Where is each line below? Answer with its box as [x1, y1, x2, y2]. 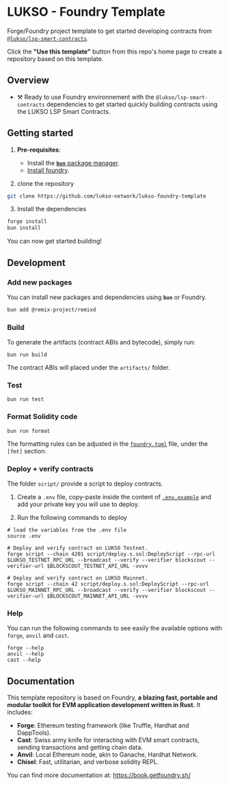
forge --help [7, 645, 44, 652]
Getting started [7, 128, 74, 139]
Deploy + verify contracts [7, 464, 94, 473]
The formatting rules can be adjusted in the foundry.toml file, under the [7, 440, 208, 448]
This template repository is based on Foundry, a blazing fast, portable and [7, 693, 217, 702]
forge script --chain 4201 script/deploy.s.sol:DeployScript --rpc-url [7, 550, 215, 558]
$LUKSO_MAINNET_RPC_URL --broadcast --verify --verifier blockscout [7, 586, 206, 593]
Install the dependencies [16, 205, 87, 213]
